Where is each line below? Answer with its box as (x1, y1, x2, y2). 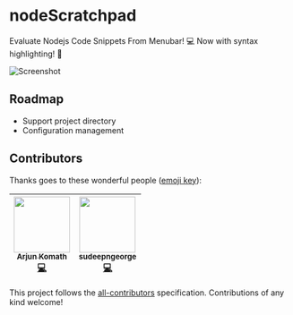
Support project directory (22, 115, 116, 126)
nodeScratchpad (9, 5, 137, 26)
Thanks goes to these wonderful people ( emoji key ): (9, 175, 203, 185)
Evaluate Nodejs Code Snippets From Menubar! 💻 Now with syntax (9, 35, 258, 46)
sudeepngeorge (79, 251, 137, 262)
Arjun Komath (16, 251, 67, 262)
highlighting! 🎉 (9, 48, 63, 59)
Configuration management (22, 124, 125, 135)
